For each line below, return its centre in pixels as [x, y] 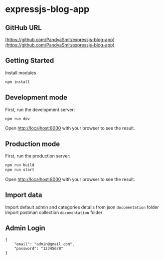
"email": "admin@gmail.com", [44, 244]
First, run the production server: [38, 156]
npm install [17, 82]
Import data [24, 195]
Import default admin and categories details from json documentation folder [82, 207]
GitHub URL [24, 28]
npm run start [20, 170]
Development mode [36, 98]
